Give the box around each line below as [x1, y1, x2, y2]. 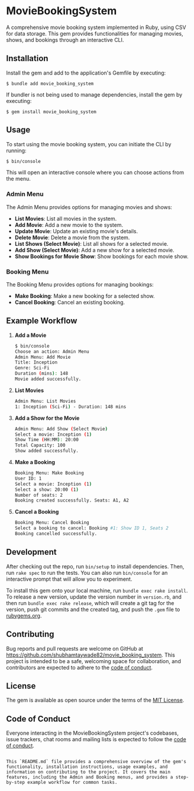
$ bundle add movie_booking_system [6, 81, 94, 86]
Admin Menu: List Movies [14, 398, 76, 404]
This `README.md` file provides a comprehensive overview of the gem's [6, 759, 186, 765]
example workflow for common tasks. [27, 780, 118, 786]
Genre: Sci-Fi [14, 365, 50, 371]
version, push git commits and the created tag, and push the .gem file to [6, 606, 180, 613]
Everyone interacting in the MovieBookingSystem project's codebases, [6, 729, 179, 737]
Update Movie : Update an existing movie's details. [14, 227, 138, 234]
